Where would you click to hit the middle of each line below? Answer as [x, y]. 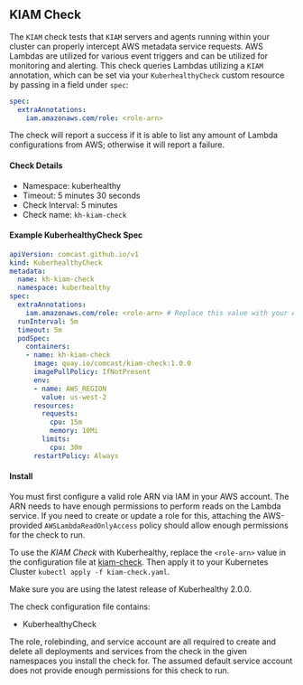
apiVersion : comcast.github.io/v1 [74, 254]
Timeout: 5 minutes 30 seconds [81, 195]
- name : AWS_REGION [69, 389]
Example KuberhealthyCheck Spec [76, 235]
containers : [48, 347]
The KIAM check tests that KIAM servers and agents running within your [140, 36]
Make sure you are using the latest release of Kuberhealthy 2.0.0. [131, 589]
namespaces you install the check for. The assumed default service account [151, 661]
